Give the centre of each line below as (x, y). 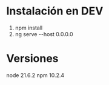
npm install (29, 28)
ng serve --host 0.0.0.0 (44, 34)
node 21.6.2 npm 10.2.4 (35, 75)
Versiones (32, 59)
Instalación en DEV (55, 11)
